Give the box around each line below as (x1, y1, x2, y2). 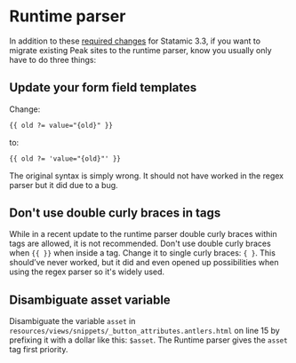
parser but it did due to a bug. (9, 179, 118, 190)
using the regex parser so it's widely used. (9, 266, 165, 277)
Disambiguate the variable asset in (9, 316, 136, 327)
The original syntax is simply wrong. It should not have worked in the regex (9, 170, 284, 181)
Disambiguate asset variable (9, 292, 171, 307)
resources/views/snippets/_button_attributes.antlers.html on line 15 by (9, 326, 280, 336)
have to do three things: (9, 54, 96, 65)
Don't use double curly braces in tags (9, 205, 221, 220)
